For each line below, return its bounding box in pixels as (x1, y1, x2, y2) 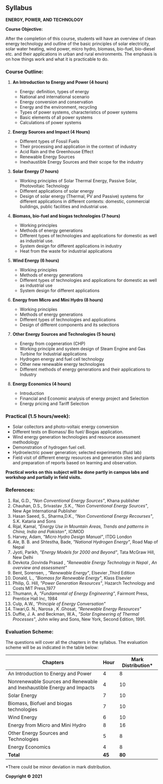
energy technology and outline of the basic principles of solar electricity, (5, 41, 150, 47)
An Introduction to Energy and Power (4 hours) (12, 80, 109, 85)
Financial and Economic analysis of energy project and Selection (19, 395, 149, 402)
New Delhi (12, 554, 33, 560)
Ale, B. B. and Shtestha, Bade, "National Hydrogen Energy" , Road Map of (12, 539, 158, 545)
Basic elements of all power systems (19, 114, 93, 120)
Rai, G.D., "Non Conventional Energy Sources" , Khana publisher (12, 497, 140, 504)
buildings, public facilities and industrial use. (19, 204, 108, 210)
